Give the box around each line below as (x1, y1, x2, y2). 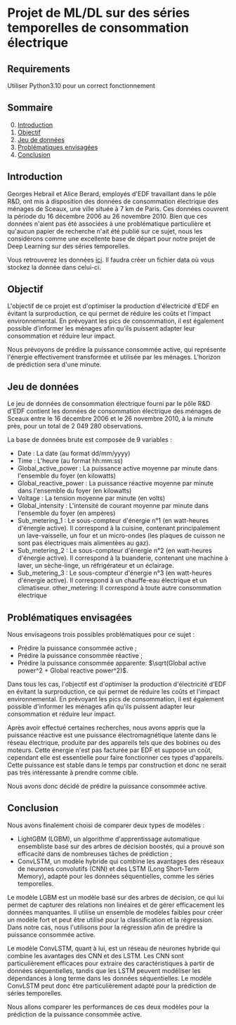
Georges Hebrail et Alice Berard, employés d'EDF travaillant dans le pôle (7, 189, 216, 198)
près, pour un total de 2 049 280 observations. (7, 422, 143, 431)
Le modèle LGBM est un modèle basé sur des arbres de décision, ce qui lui (7, 893, 225, 901)
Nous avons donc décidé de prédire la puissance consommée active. (7, 782, 207, 791)
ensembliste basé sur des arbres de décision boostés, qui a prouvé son (17, 842, 225, 851)
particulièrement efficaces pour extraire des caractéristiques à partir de (7, 959, 215, 967)
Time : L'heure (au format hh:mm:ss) (17, 457, 123, 465)
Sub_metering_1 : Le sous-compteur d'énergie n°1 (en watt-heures (17, 516, 209, 525)
